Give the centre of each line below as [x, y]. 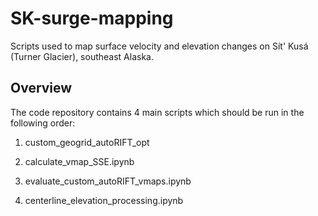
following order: [43, 123]
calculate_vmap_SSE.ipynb [79, 161]
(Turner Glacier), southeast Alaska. [82, 56]
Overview [41, 88]
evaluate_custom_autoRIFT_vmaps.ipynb [108, 181]
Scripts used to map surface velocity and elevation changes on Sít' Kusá [159, 46]
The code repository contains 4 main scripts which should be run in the [157, 112]
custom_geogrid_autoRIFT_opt [87, 142]
